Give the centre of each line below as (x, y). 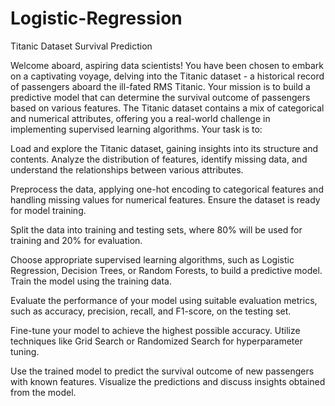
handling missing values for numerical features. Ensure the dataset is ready (165, 199)
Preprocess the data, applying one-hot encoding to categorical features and (167, 189)
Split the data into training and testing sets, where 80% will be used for (156, 229)
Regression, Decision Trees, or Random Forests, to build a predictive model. (166, 270)
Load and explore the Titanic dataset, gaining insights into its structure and (164, 148)
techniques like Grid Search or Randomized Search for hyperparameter (156, 341)
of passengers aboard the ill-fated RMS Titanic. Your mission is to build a (160, 86)
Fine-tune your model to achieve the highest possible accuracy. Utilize (155, 330)
